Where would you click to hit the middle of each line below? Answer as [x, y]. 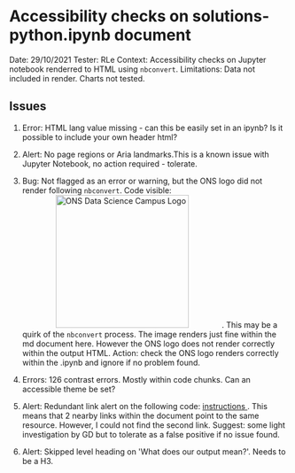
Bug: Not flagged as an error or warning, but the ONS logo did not [142, 181]
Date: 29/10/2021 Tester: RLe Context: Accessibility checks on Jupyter [138, 59]
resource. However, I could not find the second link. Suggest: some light [154, 425]
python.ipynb [60, 35]
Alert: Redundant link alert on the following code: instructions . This [145, 406]
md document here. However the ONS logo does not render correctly [148, 344]
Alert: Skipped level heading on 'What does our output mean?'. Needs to [154, 451]
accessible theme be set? [69, 389]
